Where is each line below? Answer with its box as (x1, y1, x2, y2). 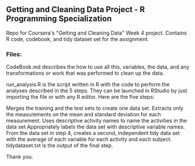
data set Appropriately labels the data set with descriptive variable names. (6, 123, 186, 130)
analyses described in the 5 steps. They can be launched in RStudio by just (6, 87, 187, 94)
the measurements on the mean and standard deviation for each (6, 111, 161, 118)
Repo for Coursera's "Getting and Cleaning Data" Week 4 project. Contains (6, 29, 187, 36)
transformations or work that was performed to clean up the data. (6, 70, 165, 77)
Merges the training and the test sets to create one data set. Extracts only (6, 105, 183, 112)
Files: (6, 50, 22, 58)
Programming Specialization (6, 14, 112, 24)
